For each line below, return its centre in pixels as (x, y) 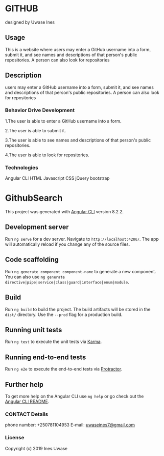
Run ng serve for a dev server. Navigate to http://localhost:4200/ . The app (82, 239)
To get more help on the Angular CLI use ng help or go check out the (74, 396)
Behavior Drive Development (40, 110)
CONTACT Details (27, 414)
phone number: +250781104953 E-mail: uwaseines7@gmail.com (70, 425)
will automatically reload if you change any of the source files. (68, 244)
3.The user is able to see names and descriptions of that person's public (78, 140)
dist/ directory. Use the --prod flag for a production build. (64, 314)
